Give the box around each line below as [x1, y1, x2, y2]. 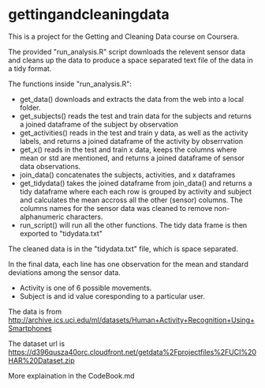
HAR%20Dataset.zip [8, 356, 75, 365]
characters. [65, 212, 104, 221]
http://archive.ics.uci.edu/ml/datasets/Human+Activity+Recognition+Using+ [8, 315, 255, 325]
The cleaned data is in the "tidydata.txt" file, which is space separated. [8, 243, 238, 254]
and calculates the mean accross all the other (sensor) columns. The [19, 195, 243, 205]
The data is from [8, 307, 62, 316]
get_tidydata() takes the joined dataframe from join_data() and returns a [19, 178, 252, 187]
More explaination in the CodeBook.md [8, 371, 136, 380]
